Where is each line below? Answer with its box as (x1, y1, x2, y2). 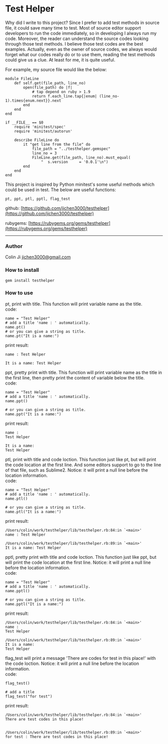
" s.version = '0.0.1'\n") (40, 159, 108, 164)
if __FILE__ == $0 (5, 120, 43, 125)
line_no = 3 (31, 151, 57, 156)
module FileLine (5, 76, 39, 81)
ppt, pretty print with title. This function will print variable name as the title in (5, 369, 162, 376)
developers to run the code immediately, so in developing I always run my (5, 30, 157, 36)
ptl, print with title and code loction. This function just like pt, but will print (5, 456, 156, 462)
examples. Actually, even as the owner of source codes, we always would (5, 46, 157, 52)
